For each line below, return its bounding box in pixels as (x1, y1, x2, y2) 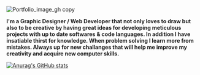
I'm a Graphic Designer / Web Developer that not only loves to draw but (6, 18, 191, 24)
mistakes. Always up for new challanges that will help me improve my (6, 43, 187, 51)
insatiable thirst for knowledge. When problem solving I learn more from (6, 37, 194, 44)
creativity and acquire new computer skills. (6, 50, 120, 57)
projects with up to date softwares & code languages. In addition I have (6, 30, 191, 38)
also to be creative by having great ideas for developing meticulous (6, 24, 182, 31)
